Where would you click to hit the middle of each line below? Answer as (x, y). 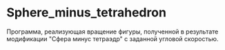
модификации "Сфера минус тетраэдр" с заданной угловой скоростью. (112, 38)
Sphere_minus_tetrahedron (87, 13)
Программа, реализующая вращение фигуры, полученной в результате (112, 32)
